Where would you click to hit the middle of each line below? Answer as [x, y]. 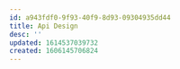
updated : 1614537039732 [54, 43]
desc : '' [26, 34]
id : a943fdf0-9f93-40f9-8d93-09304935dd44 [90, 17]
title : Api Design [44, 26]
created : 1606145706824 [54, 51]
